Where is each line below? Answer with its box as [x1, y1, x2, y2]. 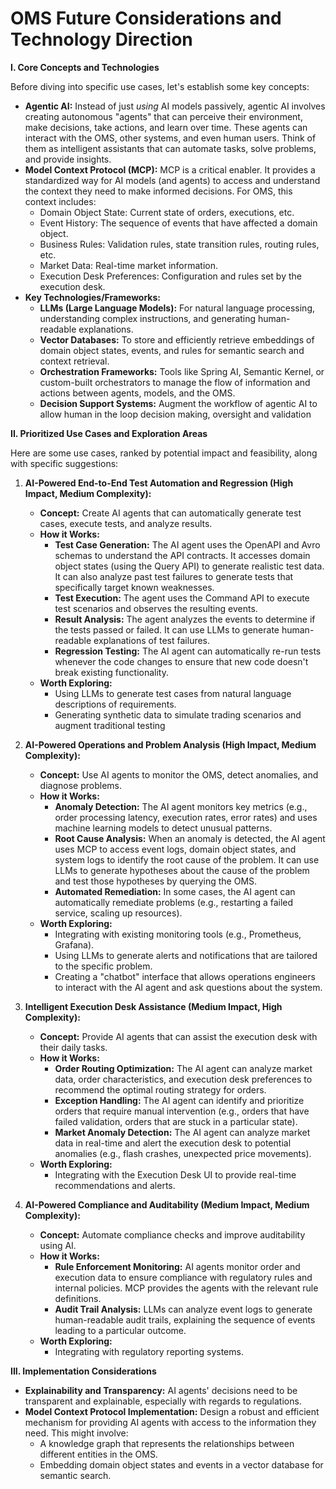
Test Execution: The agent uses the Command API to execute [54, 592, 310, 604]
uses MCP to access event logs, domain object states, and [54, 843, 297, 855]
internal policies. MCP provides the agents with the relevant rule [54, 1282, 319, 1294]
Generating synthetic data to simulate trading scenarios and [54, 708, 302, 721]
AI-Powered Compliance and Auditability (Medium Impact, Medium [24, 1198, 310, 1211]
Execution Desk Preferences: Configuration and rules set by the [39, 270, 302, 282]
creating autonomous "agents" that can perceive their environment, [24, 110, 303, 122]
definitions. [54, 1292, 102, 1304]
